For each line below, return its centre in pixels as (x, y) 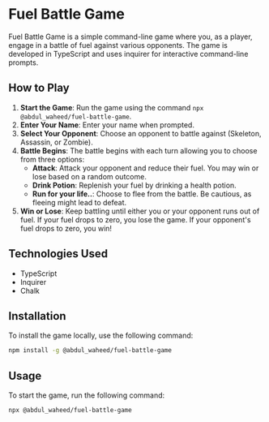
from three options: (52, 159)
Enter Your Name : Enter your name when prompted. (107, 125)
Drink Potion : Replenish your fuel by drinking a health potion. (134, 185)
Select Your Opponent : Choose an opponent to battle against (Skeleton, (141, 133)
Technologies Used (58, 254)
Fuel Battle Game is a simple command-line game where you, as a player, (130, 37)
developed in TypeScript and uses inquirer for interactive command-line (128, 54)
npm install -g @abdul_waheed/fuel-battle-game (90, 351)
